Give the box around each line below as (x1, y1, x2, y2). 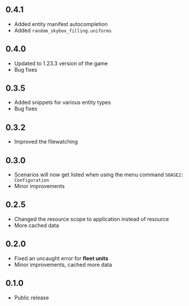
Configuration (14, 177, 49, 183)
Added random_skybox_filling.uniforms (14, 27, 112, 34)
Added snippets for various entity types (14, 99, 111, 106)
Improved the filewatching (14, 138, 78, 145)
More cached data (14, 222, 59, 229)
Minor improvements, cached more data (14, 261, 113, 268)
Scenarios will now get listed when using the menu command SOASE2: (14, 171, 184, 179)
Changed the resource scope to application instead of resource (14, 215, 169, 222)
